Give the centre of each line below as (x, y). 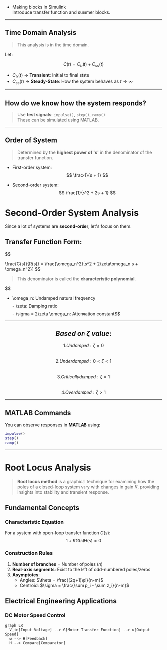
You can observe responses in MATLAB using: (53, 425)
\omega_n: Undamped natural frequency (54, 298)
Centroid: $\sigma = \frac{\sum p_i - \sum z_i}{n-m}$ (74, 585)
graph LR (14, 626)
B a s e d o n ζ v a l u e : (83, 334)
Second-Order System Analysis (72, 213)
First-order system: (32, 167)
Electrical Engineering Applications (61, 601)
